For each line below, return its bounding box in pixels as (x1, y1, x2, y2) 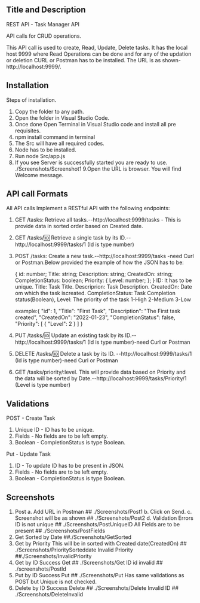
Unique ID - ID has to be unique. (14, 426, 94, 434)
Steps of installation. (6, 96, 57, 104)
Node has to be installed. (14, 146, 76, 153)
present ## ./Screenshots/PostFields (14, 527, 106, 535)
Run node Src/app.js (14, 152, 66, 159)
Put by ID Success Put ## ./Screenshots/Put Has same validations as (14, 572, 184, 579)
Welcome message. (14, 171, 64, 178)
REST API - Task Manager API (6, 20, 79, 28)
